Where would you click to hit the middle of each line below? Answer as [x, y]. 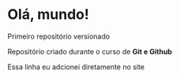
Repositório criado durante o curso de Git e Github [90, 51]
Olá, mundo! [49, 15]
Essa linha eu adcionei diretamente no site [76, 67]
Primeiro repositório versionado [59, 36]
